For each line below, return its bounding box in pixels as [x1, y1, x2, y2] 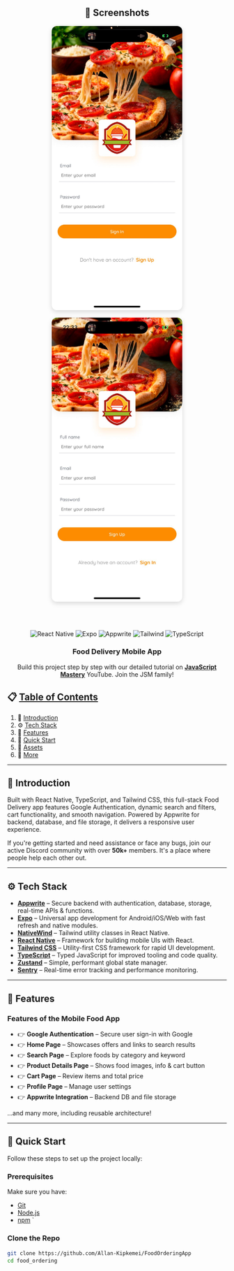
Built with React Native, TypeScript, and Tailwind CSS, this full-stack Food [7, 795, 219, 804]
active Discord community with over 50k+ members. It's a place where [7, 846, 211, 855]
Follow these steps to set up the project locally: [7, 1154, 143, 1163]
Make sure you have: [7, 1188, 68, 1196]
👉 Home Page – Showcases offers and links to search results [17, 1040, 196, 1048]
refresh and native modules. [17, 921, 98, 930]
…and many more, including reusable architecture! [7, 1108, 152, 1117]
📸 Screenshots [84, 7, 150, 19]
